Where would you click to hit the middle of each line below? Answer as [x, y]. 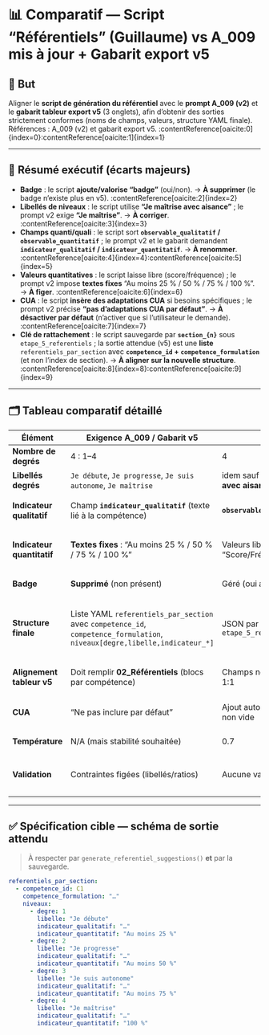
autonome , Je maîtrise [112, 485]
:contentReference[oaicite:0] [206, 129]
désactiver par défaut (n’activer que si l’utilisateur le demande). [125, 317]
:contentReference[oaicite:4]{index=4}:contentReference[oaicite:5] [130, 258]
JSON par [240, 624]
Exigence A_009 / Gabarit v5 [142, 438]
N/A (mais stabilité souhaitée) [126, 741]
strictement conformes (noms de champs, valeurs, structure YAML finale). [130, 120]
